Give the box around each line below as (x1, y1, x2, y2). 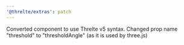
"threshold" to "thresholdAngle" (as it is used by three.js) (6, 31, 148, 39)
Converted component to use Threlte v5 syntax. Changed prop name (6, 25, 178, 32)
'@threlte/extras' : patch (6, 8, 71, 15)
